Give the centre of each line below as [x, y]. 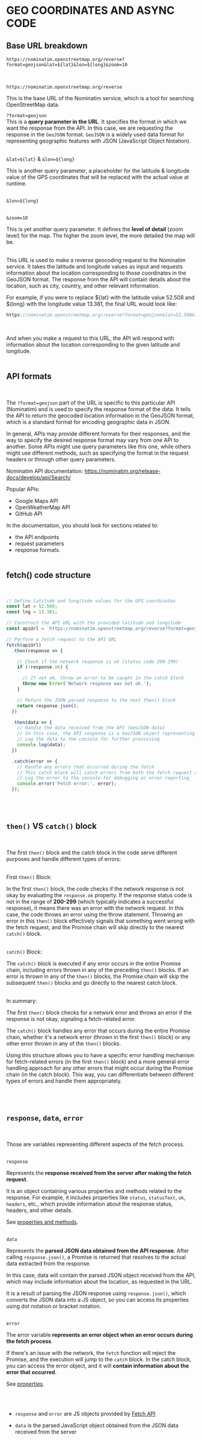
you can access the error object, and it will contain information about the [98, 1366]
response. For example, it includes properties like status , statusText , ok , [96, 1197]
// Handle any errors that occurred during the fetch [86, 767]
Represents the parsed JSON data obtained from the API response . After [98, 1250]
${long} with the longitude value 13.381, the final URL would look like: [92, 304]
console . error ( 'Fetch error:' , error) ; [67, 784]
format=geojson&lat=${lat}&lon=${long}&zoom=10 [67, 65]
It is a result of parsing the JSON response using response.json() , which [96, 1293]
